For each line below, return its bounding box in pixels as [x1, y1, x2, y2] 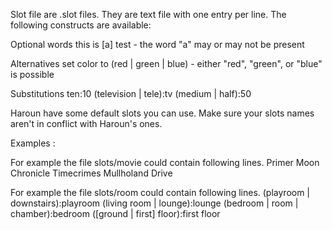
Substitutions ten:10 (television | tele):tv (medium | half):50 [10, 88, 252, 99]
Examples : [10, 137, 56, 149]
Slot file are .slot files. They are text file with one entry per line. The [10, 9, 287, 20]
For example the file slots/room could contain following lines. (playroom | [10, 187, 311, 198]
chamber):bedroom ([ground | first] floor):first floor [10, 208, 221, 219]
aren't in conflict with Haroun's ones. [10, 118, 163, 129]
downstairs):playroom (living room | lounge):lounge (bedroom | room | [10, 197, 299, 209]
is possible [10, 69, 55, 80]
